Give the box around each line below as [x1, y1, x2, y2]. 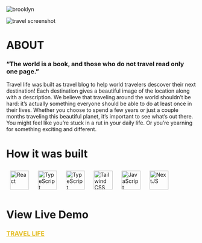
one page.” [6, 67, 39, 76]
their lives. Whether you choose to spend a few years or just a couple [6, 106, 179, 114]
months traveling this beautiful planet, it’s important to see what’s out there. [6, 113, 194, 120]
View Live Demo [6, 208, 89, 221]
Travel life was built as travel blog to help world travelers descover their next [6, 81, 196, 88]
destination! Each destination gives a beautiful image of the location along [6, 87, 190, 94]
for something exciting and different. [6, 126, 97, 133]
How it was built [6, 147, 88, 161]
